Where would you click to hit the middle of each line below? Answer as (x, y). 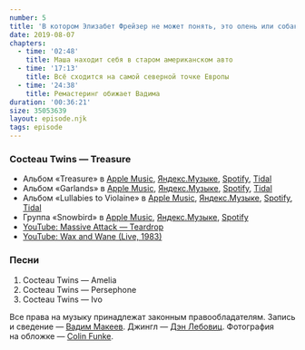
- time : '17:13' (48, 69)
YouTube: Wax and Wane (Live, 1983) (92, 237)
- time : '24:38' (48, 85)
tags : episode (36, 128)
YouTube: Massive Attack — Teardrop (93, 227)
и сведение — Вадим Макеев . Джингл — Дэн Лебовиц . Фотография (142, 326)
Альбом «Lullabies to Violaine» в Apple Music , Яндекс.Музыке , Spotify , (157, 198)
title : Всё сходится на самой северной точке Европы (128, 77)
